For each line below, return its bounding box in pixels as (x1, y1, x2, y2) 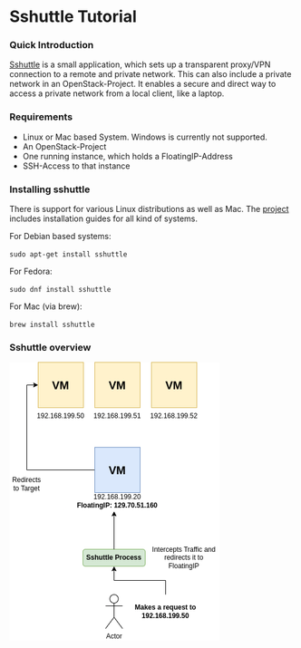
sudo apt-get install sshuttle (9, 250, 128, 259)
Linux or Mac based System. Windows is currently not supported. (22, 131, 267, 142)
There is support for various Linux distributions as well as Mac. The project (9, 204, 289, 215)
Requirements (9, 111, 73, 123)
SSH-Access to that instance (22, 160, 131, 171)
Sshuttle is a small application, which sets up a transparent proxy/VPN (9, 59, 271, 70)
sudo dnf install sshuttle (9, 285, 112, 295)
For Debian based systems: (9, 231, 112, 242)
